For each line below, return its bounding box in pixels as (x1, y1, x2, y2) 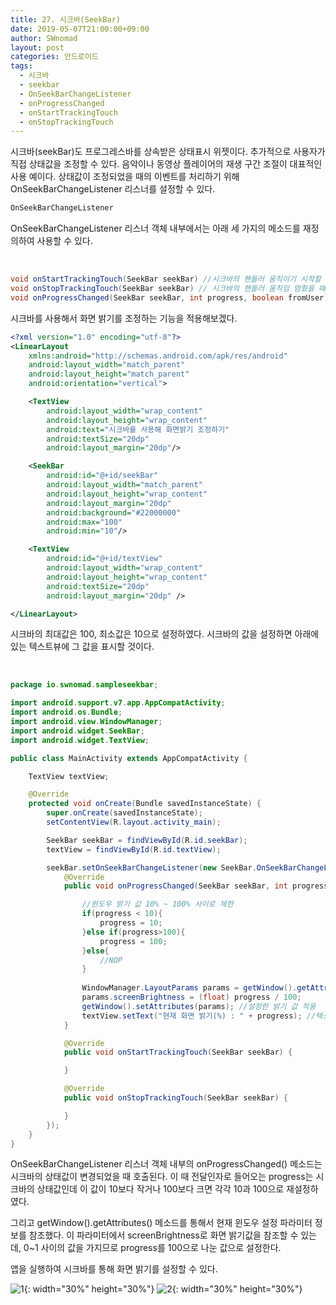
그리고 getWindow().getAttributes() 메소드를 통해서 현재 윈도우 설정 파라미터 (10, 1217, 313, 1229)
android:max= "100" (46, 517, 123, 527)
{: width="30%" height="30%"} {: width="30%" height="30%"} (23, 1283, 303, 1295)
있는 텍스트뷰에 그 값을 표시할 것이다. (10, 641, 155, 653)
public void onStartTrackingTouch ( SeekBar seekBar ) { (63, 1047, 293, 1058)
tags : (10, 61, 33, 71)
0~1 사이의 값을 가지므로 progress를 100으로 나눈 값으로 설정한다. (23, 1242, 282, 1254)
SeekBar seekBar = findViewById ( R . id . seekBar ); (46, 835, 248, 845)
